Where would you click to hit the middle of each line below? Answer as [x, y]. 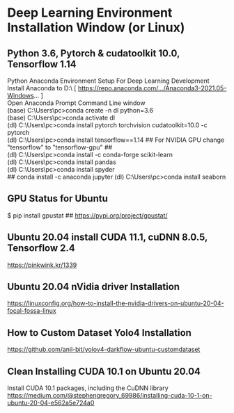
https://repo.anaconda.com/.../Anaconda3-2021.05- [152, 88]
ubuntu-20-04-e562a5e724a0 [51, 403]
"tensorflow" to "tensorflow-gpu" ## [60, 147]
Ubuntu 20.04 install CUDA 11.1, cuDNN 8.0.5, [107, 237]
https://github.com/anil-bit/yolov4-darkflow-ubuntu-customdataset [104, 350]
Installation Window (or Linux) [96, 27]
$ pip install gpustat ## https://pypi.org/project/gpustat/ [88, 215]
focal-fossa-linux [32, 311]
